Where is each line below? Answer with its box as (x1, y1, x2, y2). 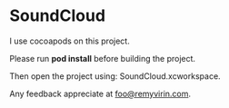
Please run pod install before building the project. (9, 53, 196, 64)
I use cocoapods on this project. (9, 35, 130, 46)
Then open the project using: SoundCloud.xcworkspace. (9, 70, 221, 82)
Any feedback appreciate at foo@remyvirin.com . (9, 88, 192, 99)
